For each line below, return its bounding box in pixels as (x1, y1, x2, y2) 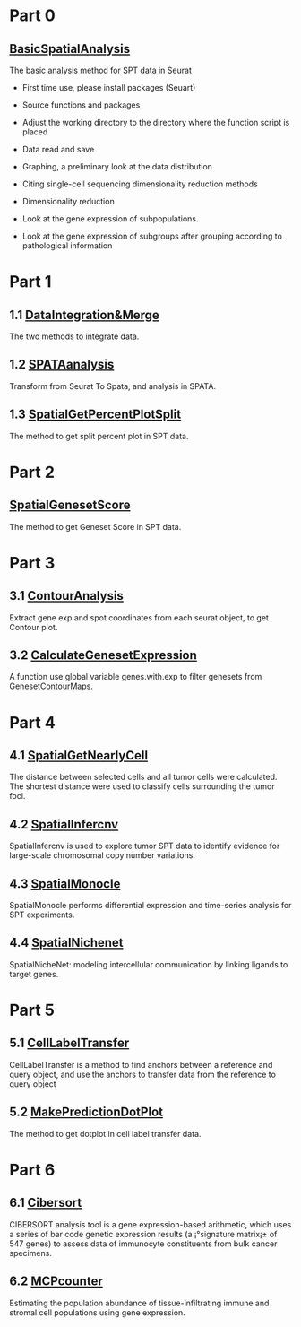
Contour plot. (9, 621, 58, 632)
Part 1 (9, 272, 52, 292)
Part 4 (9, 712, 56, 733)
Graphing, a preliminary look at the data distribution (21, 161, 213, 171)
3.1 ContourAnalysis (9, 588, 124, 603)
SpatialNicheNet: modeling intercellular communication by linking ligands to (9, 958, 288, 969)
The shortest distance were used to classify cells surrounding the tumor (9, 781, 275, 792)
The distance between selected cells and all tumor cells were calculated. (9, 772, 278, 783)
